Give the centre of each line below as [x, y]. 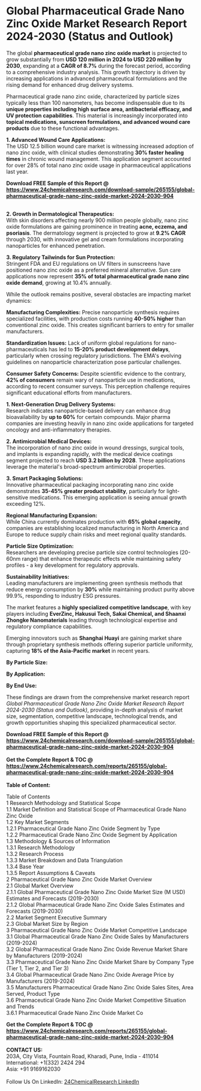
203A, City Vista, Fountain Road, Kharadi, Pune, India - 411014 [83, 1056]
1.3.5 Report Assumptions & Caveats [51, 873]
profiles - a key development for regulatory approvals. [73, 565]
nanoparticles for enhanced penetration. [56, 245]
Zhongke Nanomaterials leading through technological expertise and [92, 620]
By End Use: [22, 685]
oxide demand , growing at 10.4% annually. [59, 282]
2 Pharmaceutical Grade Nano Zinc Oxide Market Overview [79, 879]
